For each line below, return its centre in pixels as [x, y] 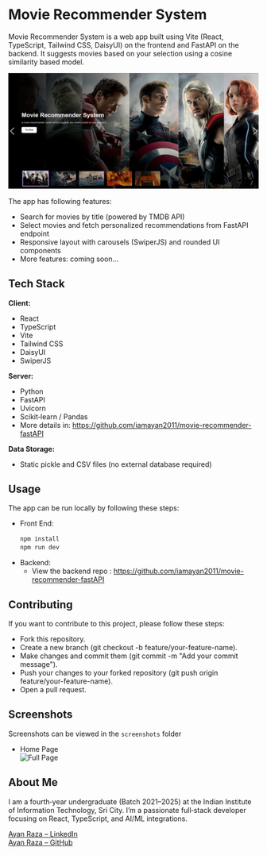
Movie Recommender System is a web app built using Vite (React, [116, 37]
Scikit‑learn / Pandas [54, 416]
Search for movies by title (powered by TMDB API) [102, 217]
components [40, 250]
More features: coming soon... [69, 259]
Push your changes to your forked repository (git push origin [119, 672]
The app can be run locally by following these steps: [94, 508]
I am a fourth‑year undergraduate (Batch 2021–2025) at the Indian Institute [130, 801]
